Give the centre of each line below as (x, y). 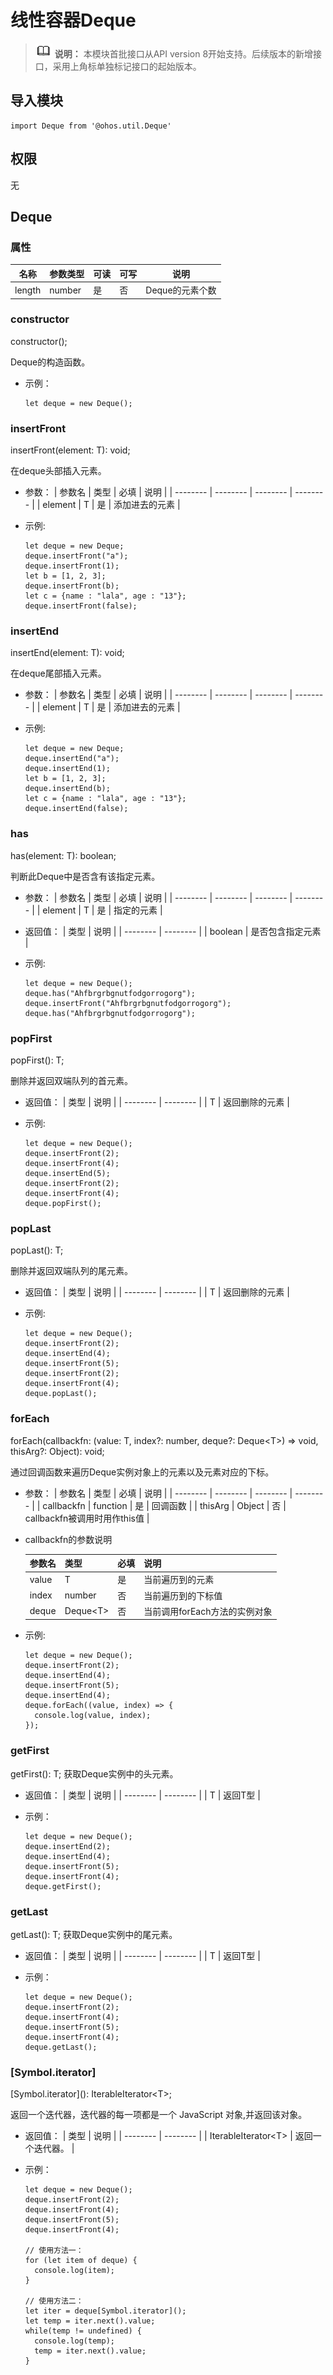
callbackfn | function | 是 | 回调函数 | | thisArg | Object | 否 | (164, 1505)
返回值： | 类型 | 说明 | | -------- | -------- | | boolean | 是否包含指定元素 (173, 931)
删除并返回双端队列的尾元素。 (71, 1271)
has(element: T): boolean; (63, 855)
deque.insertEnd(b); (67, 789)
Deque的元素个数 (181, 290)
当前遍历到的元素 (179, 1580)
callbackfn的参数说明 (68, 1539)
